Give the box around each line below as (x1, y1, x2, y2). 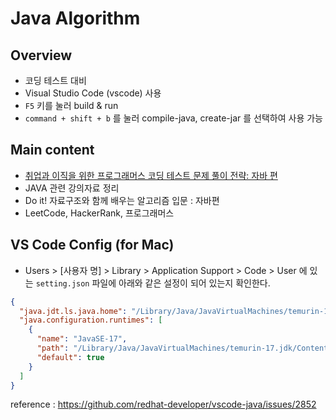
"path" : (36, 343, 70, 353)
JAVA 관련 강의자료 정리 (24, 182, 120, 194)
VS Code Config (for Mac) (10, 237, 175, 254)
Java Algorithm (10, 7, 141, 30)
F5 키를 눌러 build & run (24, 100, 119, 111)
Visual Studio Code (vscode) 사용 (24, 87, 162, 99)
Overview (10, 47, 73, 64)
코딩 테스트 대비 (24, 75, 87, 86)
